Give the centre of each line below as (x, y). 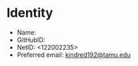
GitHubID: (31, 39)
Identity (30, 13)
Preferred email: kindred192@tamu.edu (74, 55)
